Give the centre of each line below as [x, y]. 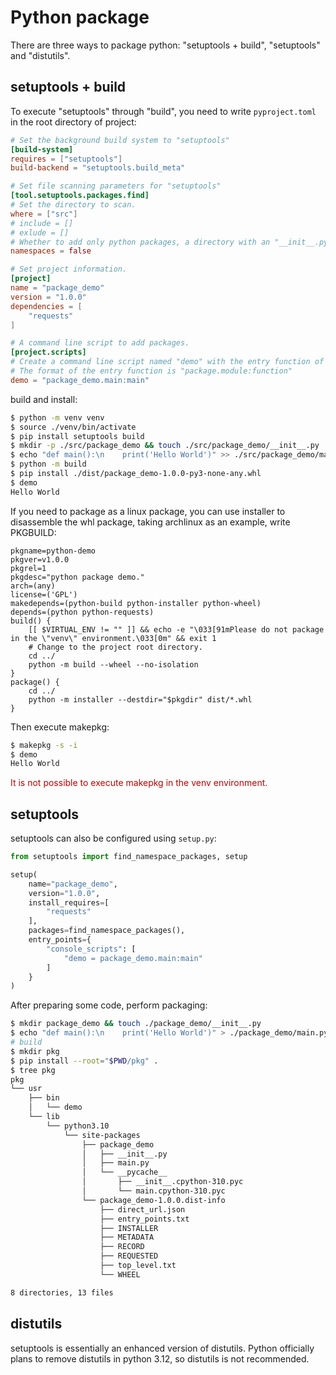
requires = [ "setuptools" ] [66, 159]
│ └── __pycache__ [124, 1172]
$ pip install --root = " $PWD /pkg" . [84, 1061]
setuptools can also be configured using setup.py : [113, 838]
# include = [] [42, 223]
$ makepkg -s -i [44, 745]
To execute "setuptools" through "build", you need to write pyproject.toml [163, 111]
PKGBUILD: [33, 532]
